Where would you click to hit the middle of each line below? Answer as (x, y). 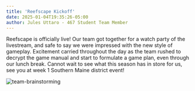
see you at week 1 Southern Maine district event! (65, 70)
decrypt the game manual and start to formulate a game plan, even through (98, 58)
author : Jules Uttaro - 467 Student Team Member (67, 22)
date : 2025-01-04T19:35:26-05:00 (47, 17)
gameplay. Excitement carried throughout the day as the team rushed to (94, 52)
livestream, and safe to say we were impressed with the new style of (90, 45)
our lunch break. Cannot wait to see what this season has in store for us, (94, 64)
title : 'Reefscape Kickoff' (41, 11)
